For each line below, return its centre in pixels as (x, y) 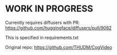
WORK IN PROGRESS (49, 9)
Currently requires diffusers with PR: (43, 22)
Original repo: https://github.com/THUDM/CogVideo (59, 47)
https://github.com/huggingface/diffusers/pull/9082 (58, 27)
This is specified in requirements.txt (42, 37)
